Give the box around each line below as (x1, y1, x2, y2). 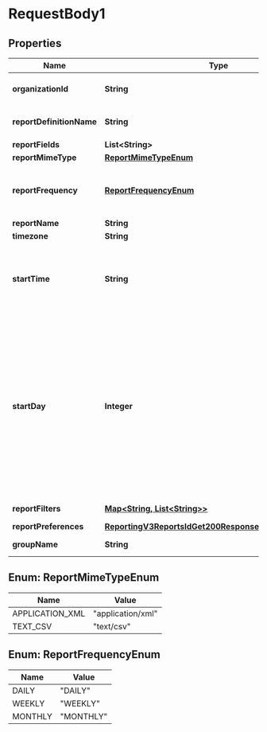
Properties (8, 37, 62, 50)
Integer (104, 401, 133, 411)
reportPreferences (12, 521, 84, 531)
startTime (12, 274, 50, 284)
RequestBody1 (8, 5, 106, 23)
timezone (12, 231, 49, 241)
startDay (12, 401, 46, 411)
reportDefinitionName (12, 116, 98, 127)
